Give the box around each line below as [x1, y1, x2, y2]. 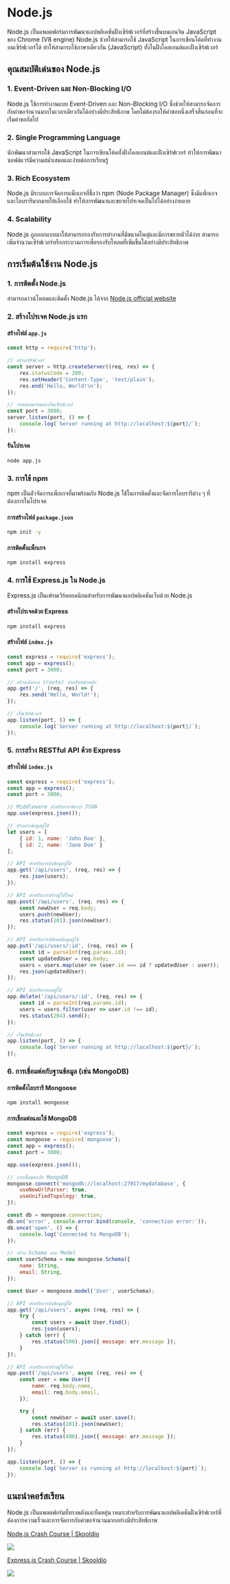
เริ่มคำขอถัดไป [7, 115, 39, 123]
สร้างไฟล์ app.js [7, 328, 47, 337]
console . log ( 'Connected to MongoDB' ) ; [19, 1231, 130, 1238]
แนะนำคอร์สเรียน [7, 1490, 65, 1502]
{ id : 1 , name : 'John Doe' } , [19, 835, 106, 842]
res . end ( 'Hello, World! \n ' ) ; [19, 383, 103, 389]
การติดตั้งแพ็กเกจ [7, 543, 46, 552]
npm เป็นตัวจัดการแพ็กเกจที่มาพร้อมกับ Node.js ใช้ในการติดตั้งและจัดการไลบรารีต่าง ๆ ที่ [7, 489, 211, 497]
